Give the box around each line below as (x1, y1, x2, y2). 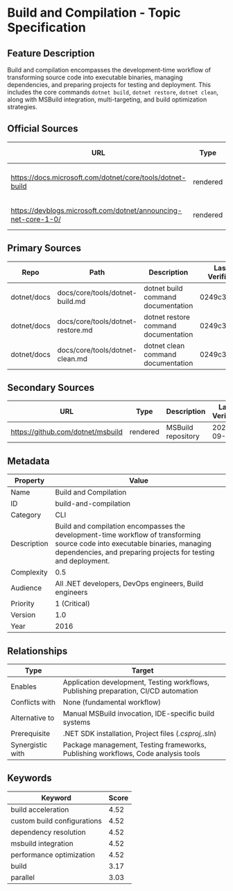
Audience (10, 583, 42, 593)
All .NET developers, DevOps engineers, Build (55, 579, 204, 588)
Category (10, 510, 42, 520)
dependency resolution (10, 827, 87, 837)
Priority (10, 599, 35, 609)
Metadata (7, 455, 50, 467)
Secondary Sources (7, 382, 95, 394)
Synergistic (10, 740, 48, 750)
